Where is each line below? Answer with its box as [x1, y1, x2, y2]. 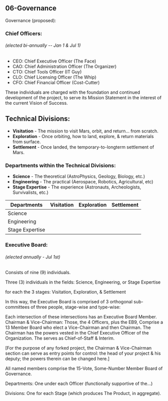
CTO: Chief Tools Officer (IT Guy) [12, 69, 82, 75]
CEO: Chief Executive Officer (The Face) [12, 58, 97, 64]
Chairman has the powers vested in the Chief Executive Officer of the [5, 330, 149, 336]
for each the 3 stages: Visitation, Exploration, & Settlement [5, 289, 126, 295]
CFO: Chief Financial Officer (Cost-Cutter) [12, 79, 100, 85]
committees [5, 304, 30, 310]
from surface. [12, 139, 41, 145]
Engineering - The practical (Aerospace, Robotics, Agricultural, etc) [12, 179, 153, 185]
